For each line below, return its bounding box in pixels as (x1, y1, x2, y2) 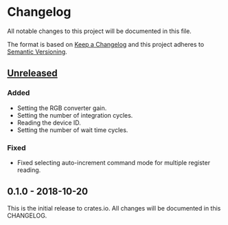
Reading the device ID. (16, 118, 81, 127)
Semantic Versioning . (7, 47, 67, 56)
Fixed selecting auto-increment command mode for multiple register (16, 158, 211, 167)
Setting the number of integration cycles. (16, 111, 133, 119)
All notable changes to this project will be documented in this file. (7, 27, 192, 35)
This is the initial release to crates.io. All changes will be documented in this (7, 204, 221, 212)
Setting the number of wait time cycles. (16, 125, 128, 134)
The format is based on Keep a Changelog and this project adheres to (7, 40, 205, 48)
